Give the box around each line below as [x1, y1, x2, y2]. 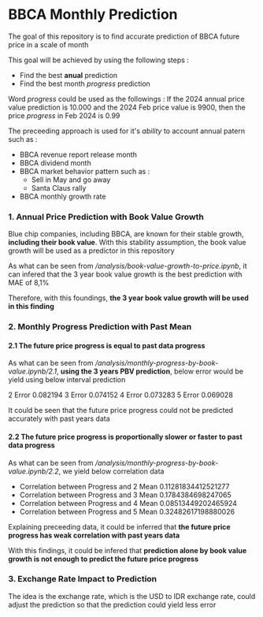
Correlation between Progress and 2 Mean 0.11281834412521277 [19, 481, 230, 491]
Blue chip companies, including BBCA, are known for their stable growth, [8, 229, 244, 239]
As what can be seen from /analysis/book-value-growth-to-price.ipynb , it [8, 262, 247, 271]
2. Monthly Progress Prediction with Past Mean [8, 322, 192, 333]
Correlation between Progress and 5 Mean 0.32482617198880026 [19, 507, 235, 516]
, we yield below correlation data [58, 466, 165, 476]
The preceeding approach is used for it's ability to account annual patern [8, 126, 246, 136]
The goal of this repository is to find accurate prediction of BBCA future [8, 32, 240, 41]
